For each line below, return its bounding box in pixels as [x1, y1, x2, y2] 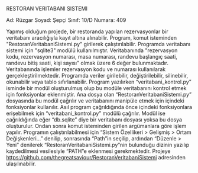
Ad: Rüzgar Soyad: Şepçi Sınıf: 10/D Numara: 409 [6, 17, 126, 23]
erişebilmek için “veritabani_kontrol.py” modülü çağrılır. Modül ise [6, 110, 165, 117]
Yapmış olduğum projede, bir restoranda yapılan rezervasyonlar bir [6, 28, 168, 35]
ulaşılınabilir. [6, 160, 37, 167]
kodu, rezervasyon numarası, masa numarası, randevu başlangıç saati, [6, 53, 177, 60]
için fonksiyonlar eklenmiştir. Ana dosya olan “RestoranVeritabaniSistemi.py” [6, 91, 192, 98]
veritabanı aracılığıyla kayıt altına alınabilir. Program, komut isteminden [6, 34, 177, 41]
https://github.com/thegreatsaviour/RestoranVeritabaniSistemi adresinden [6, 154, 186, 161]
